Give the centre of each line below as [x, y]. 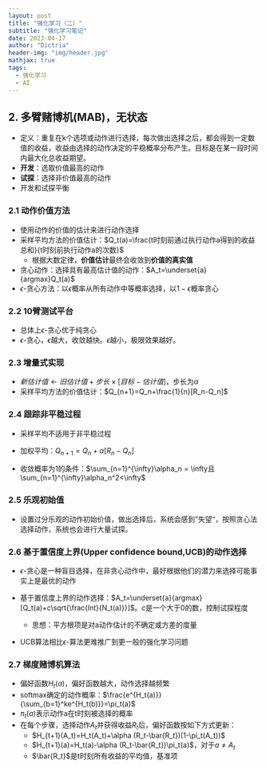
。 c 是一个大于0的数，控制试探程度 [191, 607]
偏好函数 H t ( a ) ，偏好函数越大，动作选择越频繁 [95, 684]
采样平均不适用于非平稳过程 [66, 433]
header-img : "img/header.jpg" [59, 53]
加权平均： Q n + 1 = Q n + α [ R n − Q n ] [77, 451]
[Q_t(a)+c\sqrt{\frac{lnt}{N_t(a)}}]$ [77, 607]
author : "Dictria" [39, 46]
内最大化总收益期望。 [55, 158]
